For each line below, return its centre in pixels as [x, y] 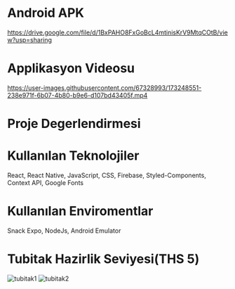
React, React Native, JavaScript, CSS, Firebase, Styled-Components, [107, 175]
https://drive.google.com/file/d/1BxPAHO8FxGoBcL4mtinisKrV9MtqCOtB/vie [117, 32]
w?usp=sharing [30, 39]
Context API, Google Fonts [46, 183]
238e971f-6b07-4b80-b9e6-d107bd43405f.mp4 [78, 95]
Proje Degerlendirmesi [74, 124]
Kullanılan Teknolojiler [73, 156]
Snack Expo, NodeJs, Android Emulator [64, 231]
